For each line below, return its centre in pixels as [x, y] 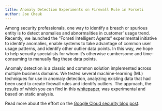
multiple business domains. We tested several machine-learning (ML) [74, 73]
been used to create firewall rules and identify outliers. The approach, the [78, 83]
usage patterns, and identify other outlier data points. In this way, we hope [79, 48]
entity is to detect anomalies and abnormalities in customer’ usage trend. [78, 33]
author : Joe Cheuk [23, 14]
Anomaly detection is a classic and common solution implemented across [78, 68]
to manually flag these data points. [63, 59]
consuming [16, 59]
